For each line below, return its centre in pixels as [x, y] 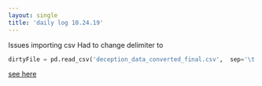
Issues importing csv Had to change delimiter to [86, 45]
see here [22, 74]
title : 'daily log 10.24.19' [56, 23]
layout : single [33, 15]
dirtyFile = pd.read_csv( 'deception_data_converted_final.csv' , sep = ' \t [132, 59]
